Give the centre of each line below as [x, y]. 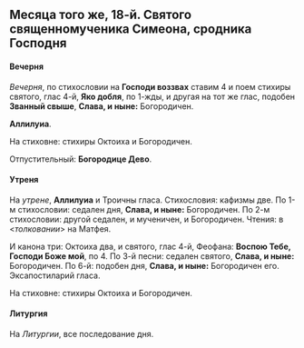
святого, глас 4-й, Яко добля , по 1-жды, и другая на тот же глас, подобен [152, 96]
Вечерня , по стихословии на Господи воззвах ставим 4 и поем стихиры [150, 86]
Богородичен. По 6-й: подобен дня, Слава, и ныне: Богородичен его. [144, 265]
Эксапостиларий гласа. [55, 275]
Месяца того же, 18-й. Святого [101, 15]
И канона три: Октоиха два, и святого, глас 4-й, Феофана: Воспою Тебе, [150, 246]
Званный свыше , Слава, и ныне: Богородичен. [102, 106]
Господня [38, 43]
